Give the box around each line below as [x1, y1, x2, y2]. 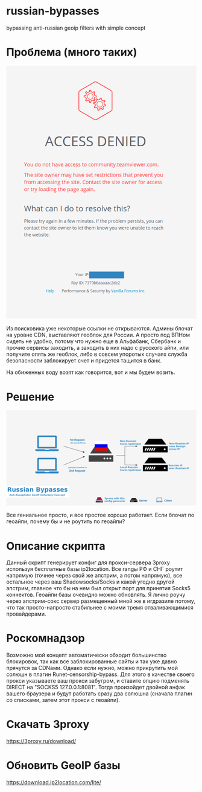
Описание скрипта [6, 539, 106, 553]
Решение [6, 390, 54, 404]
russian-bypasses [6, 4, 99, 18]
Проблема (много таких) [6, 45, 137, 59]
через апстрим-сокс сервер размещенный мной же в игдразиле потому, [6, 597, 196, 605]
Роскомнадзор [6, 631, 86, 645]
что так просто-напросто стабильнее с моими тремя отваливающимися [6, 604, 194, 611]
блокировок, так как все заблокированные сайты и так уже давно [6, 658, 177, 665]
